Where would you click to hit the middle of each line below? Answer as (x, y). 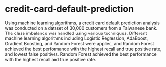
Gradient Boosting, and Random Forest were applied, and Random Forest (80, 43)
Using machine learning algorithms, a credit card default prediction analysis (82, 23)
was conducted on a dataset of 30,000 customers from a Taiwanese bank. (81, 28)
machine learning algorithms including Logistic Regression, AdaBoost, (77, 38)
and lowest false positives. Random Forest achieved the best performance (81, 54)
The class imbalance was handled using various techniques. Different (76, 33)
